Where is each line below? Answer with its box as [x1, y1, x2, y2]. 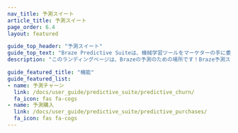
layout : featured [7, 30, 59, 37]
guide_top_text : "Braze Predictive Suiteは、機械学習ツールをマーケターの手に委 [7, 50, 232, 57]
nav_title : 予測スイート [7, 10, 74, 18]
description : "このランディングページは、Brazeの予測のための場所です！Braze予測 [7, 56, 225, 64]
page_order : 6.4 [7, 23, 55, 30]
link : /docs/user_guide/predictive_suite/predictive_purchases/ [13, 108, 208, 115]
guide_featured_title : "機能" [7, 69, 94, 76]
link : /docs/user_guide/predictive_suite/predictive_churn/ [13, 88, 195, 96]
